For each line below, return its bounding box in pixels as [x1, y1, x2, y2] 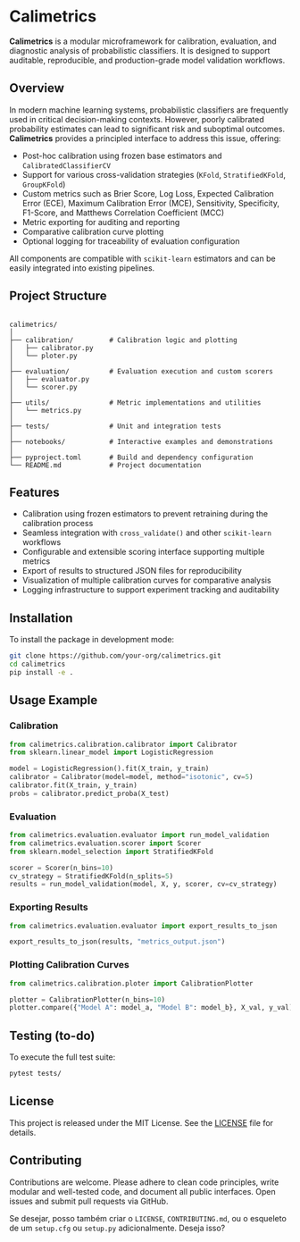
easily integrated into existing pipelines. [9, 262, 155, 273]
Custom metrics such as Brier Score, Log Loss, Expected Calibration [21, 188, 274, 198]
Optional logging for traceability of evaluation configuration [21, 235, 240, 247]
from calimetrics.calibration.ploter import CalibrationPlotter [9, 978, 254, 988]
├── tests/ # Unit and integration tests [9, 422, 221, 431]
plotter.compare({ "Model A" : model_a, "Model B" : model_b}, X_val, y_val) [9, 1003, 294, 1012]
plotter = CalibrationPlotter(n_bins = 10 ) [9, 994, 166, 1004]
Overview [9, 80, 65, 96]
